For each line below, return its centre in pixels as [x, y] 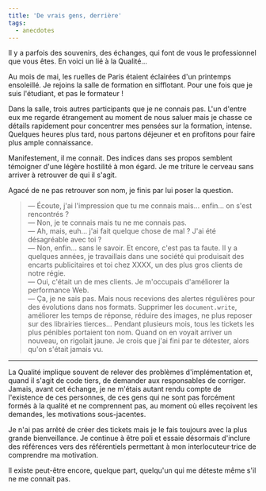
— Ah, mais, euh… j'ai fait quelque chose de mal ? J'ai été [122, 231]
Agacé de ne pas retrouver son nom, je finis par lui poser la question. [121, 191]
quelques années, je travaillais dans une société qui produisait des [136, 257]
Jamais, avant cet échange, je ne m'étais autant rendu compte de [115, 389]
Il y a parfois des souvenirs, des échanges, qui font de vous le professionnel [133, 53]
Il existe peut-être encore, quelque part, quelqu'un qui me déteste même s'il [132, 470]
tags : [17, 23]
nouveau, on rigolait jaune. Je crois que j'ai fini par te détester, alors [138, 341]
